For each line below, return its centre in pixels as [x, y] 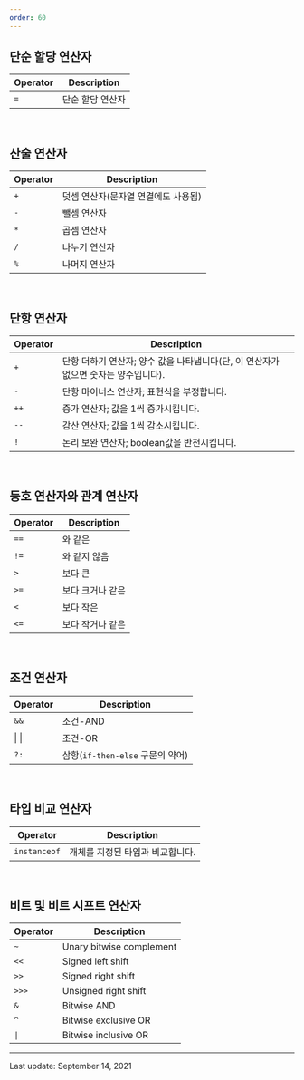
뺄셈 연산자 [84, 214]
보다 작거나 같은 [94, 624]
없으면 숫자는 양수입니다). [114, 375]
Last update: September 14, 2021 [71, 1066]
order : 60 [28, 18]
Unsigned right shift [104, 991]
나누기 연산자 [89, 247]
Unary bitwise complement [119, 947]
